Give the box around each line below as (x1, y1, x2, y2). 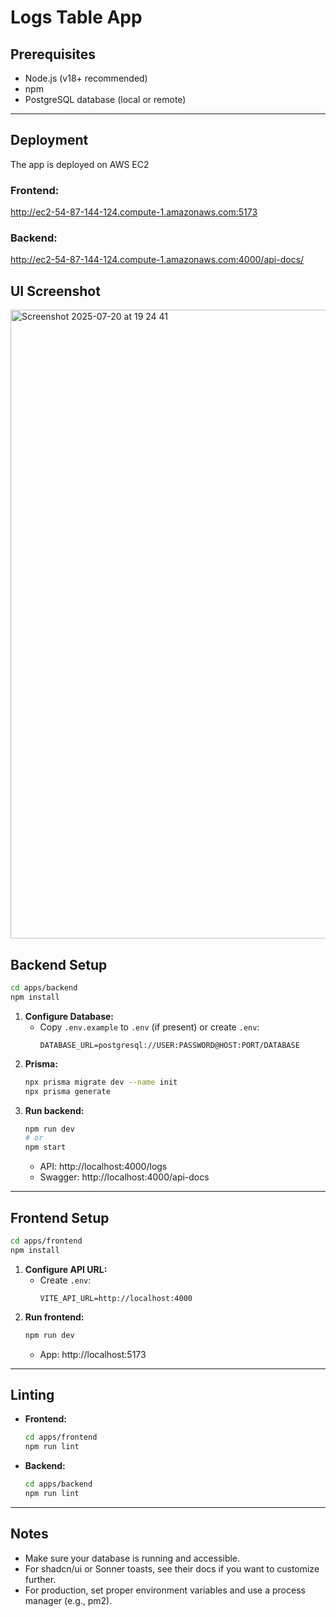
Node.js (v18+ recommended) (24, 72, 148, 84)
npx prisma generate (24, 1086, 111, 1096)
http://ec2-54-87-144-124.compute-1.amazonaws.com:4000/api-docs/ (10, 254, 305, 266)
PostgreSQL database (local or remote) (24, 94, 187, 105)
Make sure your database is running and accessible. (24, 1552, 241, 1564)
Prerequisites (10, 46, 96, 63)
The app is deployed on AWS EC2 (10, 158, 150, 170)
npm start (24, 1142, 67, 1153)
